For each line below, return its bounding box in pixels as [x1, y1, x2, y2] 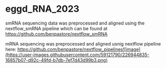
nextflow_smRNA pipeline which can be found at [5, 25, 108, 31]
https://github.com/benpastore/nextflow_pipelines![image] [17, 46, 141, 52]
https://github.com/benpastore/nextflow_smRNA [5, 31, 108, 37]
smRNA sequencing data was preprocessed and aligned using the [5, 20, 145, 26]
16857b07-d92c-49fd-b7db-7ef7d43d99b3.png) [5, 57, 108, 63]
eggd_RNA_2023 [5, 3, 79, 15]
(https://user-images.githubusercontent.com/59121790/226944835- [5, 52, 150, 58]
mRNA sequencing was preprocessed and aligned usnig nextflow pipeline [5, 40, 161, 47]
